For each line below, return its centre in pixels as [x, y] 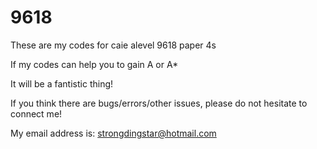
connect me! [36, 113]
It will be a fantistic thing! [62, 83]
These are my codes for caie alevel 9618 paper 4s [113, 45]
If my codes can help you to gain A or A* [94, 64]
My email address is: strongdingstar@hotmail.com [113, 133]
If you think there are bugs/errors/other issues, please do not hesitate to [159, 103]
